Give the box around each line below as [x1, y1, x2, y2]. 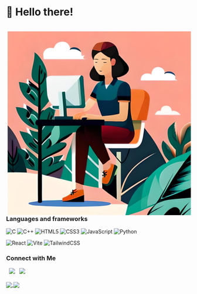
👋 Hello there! [6, 5, 73, 19]
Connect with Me [6, 254, 56, 262]
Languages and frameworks [6, 215, 88, 223]
